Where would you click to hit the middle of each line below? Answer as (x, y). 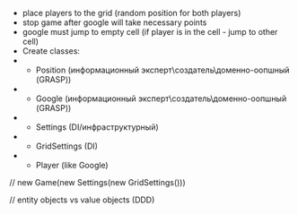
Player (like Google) (72, 165)
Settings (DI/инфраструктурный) (97, 127)
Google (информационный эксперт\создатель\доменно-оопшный (161, 98)
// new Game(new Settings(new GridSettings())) (97, 182)
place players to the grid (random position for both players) (131, 13)
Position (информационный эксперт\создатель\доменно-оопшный (162, 70)
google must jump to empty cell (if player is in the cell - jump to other (150, 32)
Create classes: (51, 51)
